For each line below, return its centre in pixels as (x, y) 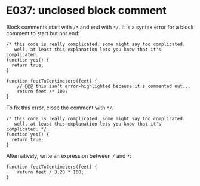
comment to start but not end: (43, 33)
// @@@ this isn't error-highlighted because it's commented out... (104, 86)
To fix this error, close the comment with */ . (60, 108)
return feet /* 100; (42, 91)
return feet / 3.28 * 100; (50, 172)
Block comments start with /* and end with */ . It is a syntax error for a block (100, 27)
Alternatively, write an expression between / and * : (69, 155)
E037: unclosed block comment (86, 10)
